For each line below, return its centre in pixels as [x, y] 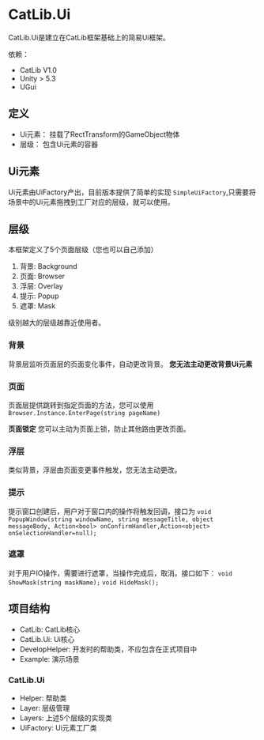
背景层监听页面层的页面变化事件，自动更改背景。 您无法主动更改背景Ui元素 [130, 364]
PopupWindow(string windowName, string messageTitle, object [111, 519]
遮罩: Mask [38, 306]
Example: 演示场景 [50, 659]
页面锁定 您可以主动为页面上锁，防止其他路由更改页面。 [99, 429]
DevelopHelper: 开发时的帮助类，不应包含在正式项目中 [108, 649]
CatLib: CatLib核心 [50, 629]
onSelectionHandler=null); [53, 533]
